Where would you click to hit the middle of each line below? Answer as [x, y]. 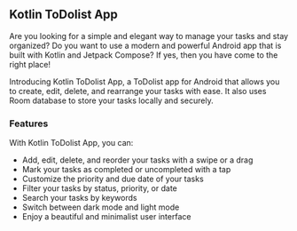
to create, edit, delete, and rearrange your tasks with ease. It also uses [138, 91]
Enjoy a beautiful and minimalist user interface [106, 217]
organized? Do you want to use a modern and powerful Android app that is [145, 45]
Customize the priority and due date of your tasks [113, 179]
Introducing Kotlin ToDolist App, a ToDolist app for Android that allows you [145, 81]
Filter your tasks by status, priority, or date [99, 188]
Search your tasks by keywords [79, 198]
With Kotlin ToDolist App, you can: [71, 143]
